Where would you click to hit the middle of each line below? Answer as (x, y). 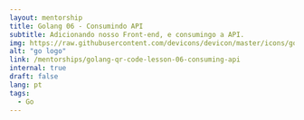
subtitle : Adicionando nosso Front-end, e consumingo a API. (127, 34)
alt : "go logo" (38, 51)
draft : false (34, 77)
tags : (19, 93)
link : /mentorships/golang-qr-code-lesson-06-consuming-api (125, 60)
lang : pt (26, 85)
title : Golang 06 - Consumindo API (76, 26)
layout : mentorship (46, 18)
